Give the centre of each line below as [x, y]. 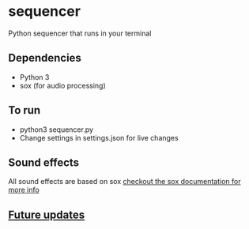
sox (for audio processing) [63, 85]
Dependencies [45, 58]
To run [25, 110]
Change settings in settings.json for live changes [99, 137]
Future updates [47, 214]
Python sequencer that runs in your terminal [80, 33]
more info [24, 190]
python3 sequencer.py [56, 130]
